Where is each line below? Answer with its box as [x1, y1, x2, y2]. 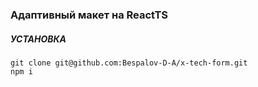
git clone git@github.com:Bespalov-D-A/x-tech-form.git [10, 58, 248, 68]
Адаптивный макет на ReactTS [10, 8, 169, 22]
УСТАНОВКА [10, 33, 67, 45]
